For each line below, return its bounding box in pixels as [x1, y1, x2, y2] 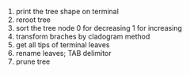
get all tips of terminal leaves [15, 40, 110, 50]
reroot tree [15, 15, 51, 24]
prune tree [15, 57, 51, 66]
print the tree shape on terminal [15, 7, 119, 16]
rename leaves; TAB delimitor [15, 49, 112, 57]
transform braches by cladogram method [15, 31, 150, 41]
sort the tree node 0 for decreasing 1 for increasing [15, 24, 182, 32]
